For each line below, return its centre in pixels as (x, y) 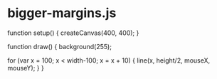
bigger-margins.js (62, 13)
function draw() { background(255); (60, 46)
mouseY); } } (26, 68)
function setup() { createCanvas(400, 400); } (73, 33)
